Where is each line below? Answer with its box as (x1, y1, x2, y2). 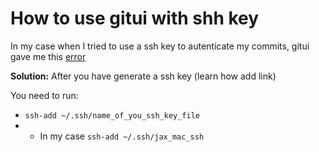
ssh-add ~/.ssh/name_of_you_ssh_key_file (24, 110, 200, 121)
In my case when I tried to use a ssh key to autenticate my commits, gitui (10, 40, 310, 52)
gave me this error (10, 50, 87, 62)
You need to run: (10, 89, 79, 101)
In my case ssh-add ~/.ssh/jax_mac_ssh (39, 130, 205, 142)
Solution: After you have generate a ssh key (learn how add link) (10, 70, 277, 82)
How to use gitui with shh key (10, 7, 260, 30)
